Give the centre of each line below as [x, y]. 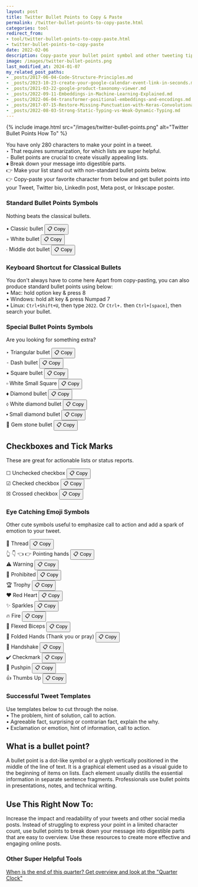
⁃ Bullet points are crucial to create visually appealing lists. [77, 158]
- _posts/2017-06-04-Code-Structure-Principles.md [70, 77]
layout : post [22, 12]
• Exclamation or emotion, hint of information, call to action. [78, 728]
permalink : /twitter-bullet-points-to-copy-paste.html [75, 22]
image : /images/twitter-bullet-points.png [59, 61]
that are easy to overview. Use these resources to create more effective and [98, 837]
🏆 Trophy [18, 585]
